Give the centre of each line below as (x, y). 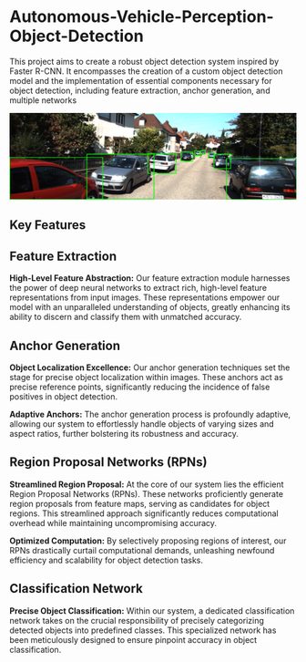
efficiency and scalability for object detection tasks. (106, 560)
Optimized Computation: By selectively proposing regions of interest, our (148, 541)
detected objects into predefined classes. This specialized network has (143, 630)
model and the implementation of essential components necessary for (141, 80)
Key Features (48, 225)
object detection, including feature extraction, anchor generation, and (140, 90)
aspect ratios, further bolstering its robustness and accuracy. (124, 434)
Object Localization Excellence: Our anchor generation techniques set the (150, 367)
